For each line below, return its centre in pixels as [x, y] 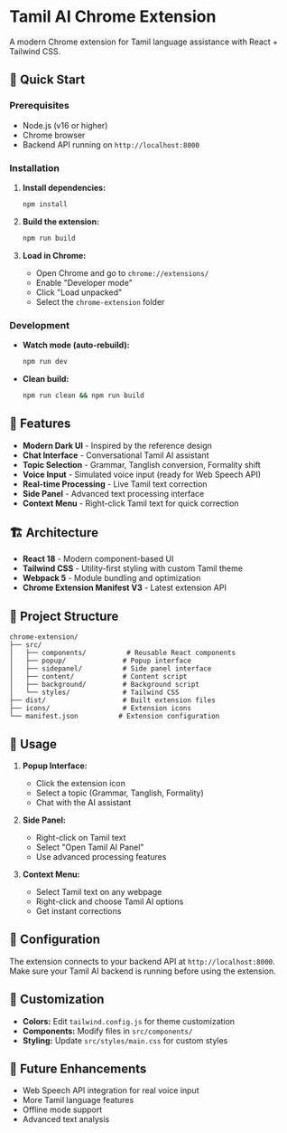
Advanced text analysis [66, 1119]
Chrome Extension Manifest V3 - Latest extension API [125, 588]
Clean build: [46, 378]
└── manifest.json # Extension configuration [115, 717]
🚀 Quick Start [47, 80]
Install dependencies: [64, 187]
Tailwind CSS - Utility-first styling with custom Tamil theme [133, 568]
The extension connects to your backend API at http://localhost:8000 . [142, 961]
